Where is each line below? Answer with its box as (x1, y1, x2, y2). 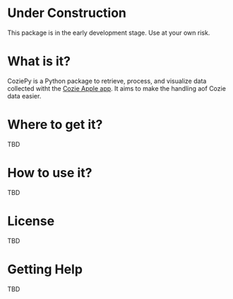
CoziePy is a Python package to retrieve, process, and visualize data (7, 77, 207, 85)
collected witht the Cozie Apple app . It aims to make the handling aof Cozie (7, 84, 226, 93)
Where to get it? (7, 117, 103, 132)
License (7, 213, 55, 229)
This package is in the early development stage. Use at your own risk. (7, 28, 210, 37)
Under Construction (7, 5, 127, 21)
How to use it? (7, 165, 92, 181)
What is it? (7, 53, 71, 69)
